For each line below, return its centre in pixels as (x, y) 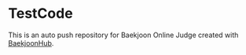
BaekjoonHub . (31, 43)
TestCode (40, 14)
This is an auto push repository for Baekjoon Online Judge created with (123, 35)
